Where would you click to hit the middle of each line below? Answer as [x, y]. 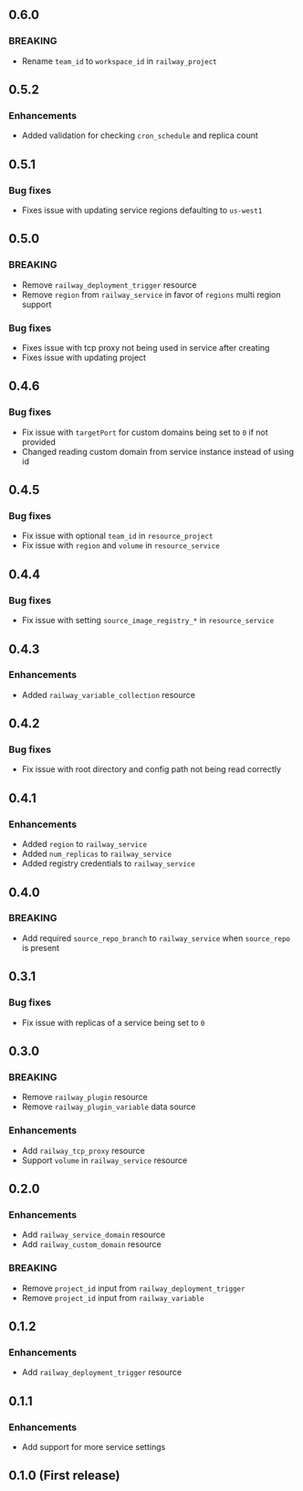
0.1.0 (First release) [64, 1476]
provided [39, 441]
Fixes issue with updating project [84, 358]
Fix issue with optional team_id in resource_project [117, 536]
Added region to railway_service [84, 844]
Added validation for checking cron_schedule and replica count [140, 135]
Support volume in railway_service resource [104, 1160]
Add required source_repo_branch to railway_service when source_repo [156, 938]
